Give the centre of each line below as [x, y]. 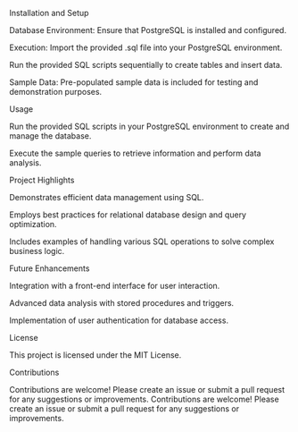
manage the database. [50, 136]
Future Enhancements [50, 268]
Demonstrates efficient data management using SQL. [107, 197]
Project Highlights [42, 180]
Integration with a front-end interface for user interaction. [115, 286]
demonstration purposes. [56, 92]
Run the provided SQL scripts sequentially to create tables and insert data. [146, 65]
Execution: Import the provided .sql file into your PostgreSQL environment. [146, 47]
